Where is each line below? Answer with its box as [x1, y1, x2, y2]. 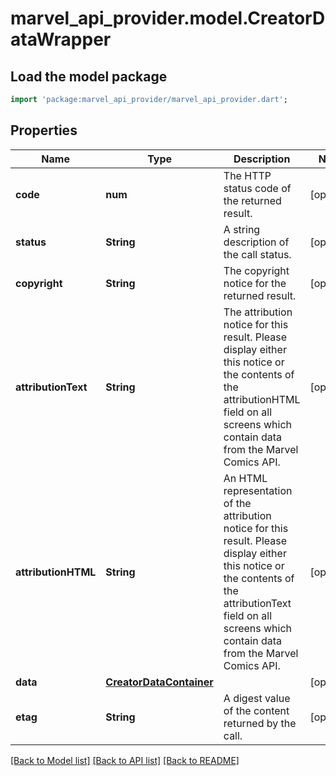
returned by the [223, 716, 297, 730]
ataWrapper [10, 28, 112, 51]
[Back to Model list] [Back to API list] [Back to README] [10, 754, 240, 766]
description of [223, 235, 290, 249]
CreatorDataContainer [105, 675, 214, 689]
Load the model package [10, 68, 168, 85]
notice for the [223, 276, 287, 290]
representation [223, 483, 293, 497]
